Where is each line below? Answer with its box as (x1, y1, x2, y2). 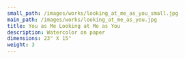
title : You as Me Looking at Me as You (7, 22, 121, 29)
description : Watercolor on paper (7, 28, 106, 36)
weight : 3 (7, 41, 35, 48)
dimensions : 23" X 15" (7, 35, 72, 42)
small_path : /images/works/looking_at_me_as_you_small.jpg (7, 9, 179, 17)
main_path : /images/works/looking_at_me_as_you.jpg (7, 16, 157, 23)
